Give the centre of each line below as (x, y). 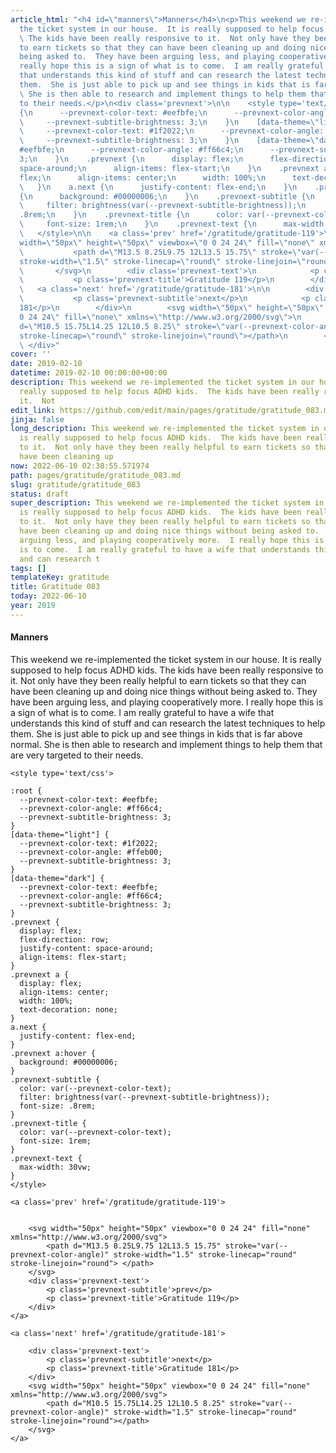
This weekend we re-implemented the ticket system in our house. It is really (166, 659)
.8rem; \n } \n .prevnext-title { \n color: (131, 215)
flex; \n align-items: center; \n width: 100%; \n (143, 177)
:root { (26, 791)
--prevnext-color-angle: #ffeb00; (91, 852)
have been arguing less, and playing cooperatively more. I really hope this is (167, 702)
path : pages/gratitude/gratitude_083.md (96, 475)
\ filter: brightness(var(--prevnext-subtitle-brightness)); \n (163, 206)
